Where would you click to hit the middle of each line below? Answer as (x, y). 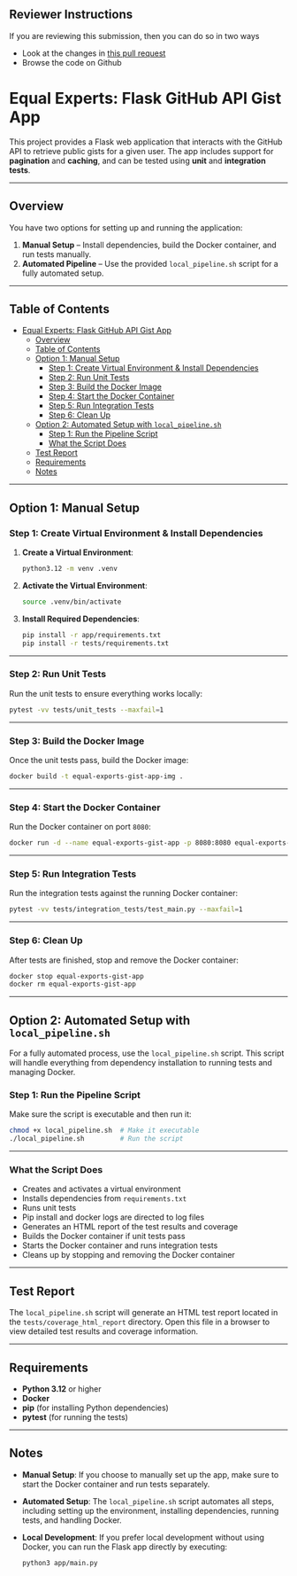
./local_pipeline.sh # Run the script (96, 1139)
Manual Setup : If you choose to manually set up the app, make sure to (150, 1474)
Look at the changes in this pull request (94, 53)
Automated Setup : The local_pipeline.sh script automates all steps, (148, 1501)
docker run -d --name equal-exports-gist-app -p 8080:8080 (120, 843)
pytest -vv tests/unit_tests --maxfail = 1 (87, 710)
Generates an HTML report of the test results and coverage (130, 1227)
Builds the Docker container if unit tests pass (103, 1237)
